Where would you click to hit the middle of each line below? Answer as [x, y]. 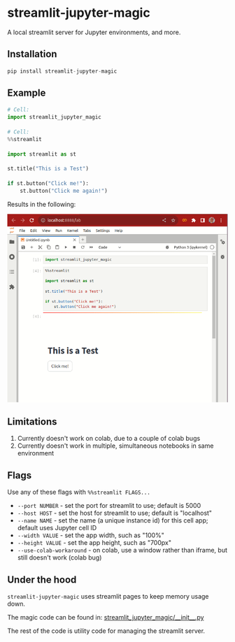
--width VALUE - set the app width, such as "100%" [91, 535]
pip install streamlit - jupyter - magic [62, 71]
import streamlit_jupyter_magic [54, 117]
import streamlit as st [42, 154]
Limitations [32, 422]
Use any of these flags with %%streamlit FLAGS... [79, 492]
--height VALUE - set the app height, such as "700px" [94, 543]
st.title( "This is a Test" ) [48, 169]
